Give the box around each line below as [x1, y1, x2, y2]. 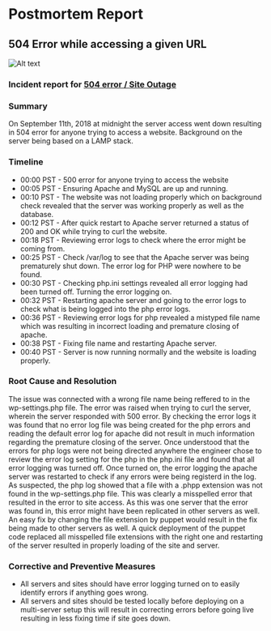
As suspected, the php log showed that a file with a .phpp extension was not [8, 480, 263, 490]
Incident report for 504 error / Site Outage [8, 79, 176, 90]
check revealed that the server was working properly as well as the [19, 200, 244, 211]
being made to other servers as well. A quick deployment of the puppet [8, 523, 246, 533]
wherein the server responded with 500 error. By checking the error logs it [8, 411, 256, 421]
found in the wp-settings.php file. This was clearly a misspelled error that [8, 488, 253, 498]
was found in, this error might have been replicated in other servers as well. [8, 505, 260, 515]
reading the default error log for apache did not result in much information [8, 428, 255, 438]
